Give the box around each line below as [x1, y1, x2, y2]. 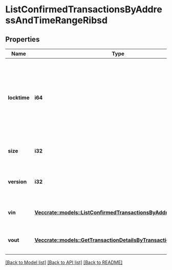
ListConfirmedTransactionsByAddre [5, 4, 162, 15]
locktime [8, 94, 30, 101]
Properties [5, 35, 40, 44]
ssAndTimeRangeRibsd [5, 14, 108, 26]
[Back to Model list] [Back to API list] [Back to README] [5, 259, 123, 265]
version [8, 178, 27, 185]
